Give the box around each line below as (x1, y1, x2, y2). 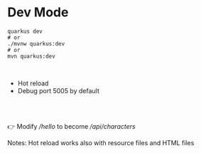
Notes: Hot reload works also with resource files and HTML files (7, 138, 195, 147)
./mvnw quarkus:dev (7, 40, 65, 47)
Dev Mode (7, 4, 69, 21)
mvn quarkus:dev (7, 53, 55, 60)
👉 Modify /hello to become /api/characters (7, 122, 136, 130)
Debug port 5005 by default (17, 86, 99, 95)
